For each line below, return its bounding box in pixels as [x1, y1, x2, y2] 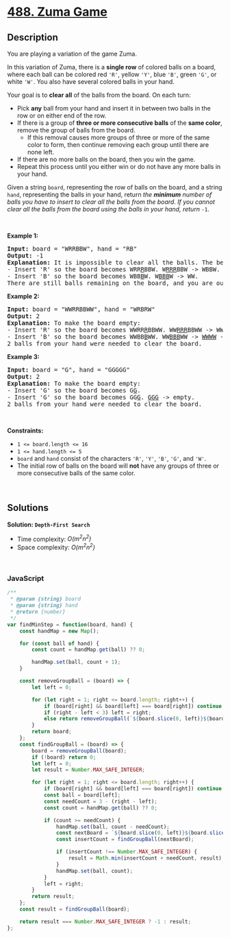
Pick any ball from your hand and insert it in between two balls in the [16, 104, 211, 112]
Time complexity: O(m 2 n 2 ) [16, 534, 92, 543]
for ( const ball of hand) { [19, 640, 99, 647]
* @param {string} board [10, 595, 81, 603]
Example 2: [7, 293, 40, 300]
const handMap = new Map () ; [19, 628, 99, 634]
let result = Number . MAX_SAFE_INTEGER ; [31, 766, 146, 773]
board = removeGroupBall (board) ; [31, 747, 127, 754]
